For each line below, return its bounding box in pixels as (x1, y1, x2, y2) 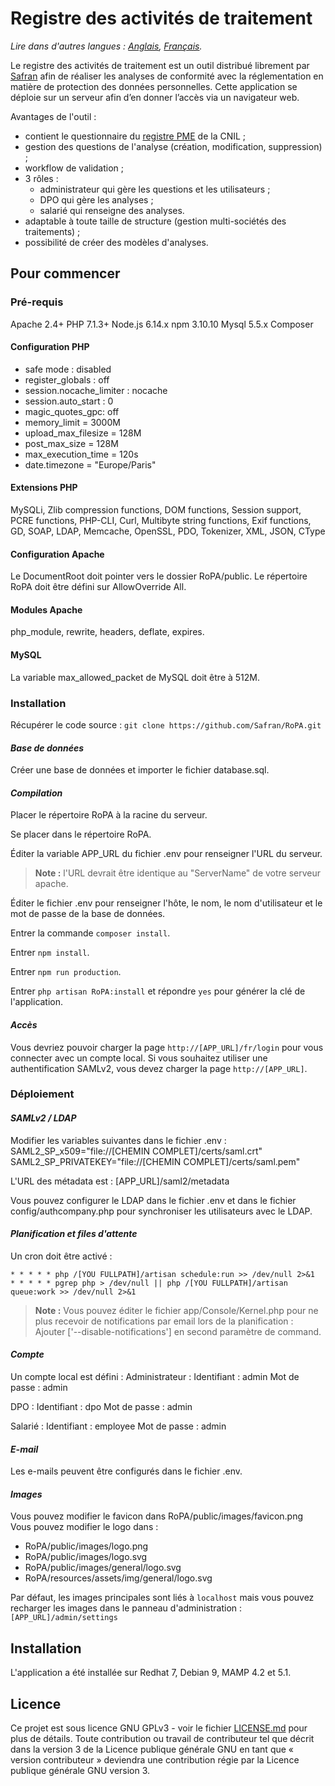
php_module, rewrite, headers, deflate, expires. (10, 626, 205, 638)
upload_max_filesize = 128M (24, 427, 142, 439)
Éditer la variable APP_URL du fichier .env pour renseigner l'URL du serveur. (10, 848, 323, 860)
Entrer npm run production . (10, 966, 122, 978)
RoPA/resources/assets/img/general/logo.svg (24, 1572, 213, 1584)
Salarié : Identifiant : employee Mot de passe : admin (10, 1420, 227, 1432)
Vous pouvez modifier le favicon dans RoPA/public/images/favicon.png (10, 1510, 304, 1522)
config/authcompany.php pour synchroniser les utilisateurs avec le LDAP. (10, 1205, 313, 1217)
